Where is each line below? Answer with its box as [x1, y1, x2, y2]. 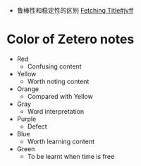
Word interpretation [27, 107, 85, 115]
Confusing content [27, 62, 82, 71]
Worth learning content [27, 137, 94, 146]
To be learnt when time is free [27, 152, 115, 160]
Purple [16, 114, 37, 123]
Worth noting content [27, 77, 90, 85]
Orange [16, 84, 39, 93]
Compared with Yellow [27, 92, 93, 100]
